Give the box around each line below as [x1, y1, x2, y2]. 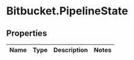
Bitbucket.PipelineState [6, 4, 129, 18]
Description [53, 46, 88, 54]
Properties [6, 28, 47, 38]
